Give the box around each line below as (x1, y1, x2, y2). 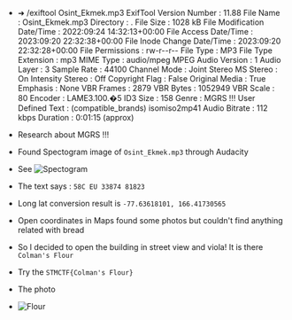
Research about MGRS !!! (17, 129, 110, 140)
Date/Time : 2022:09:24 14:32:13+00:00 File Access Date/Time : (17, 27, 254, 36)
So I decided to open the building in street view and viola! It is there (17, 242, 264, 252)
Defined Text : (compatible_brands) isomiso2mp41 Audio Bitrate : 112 (17, 103, 268, 113)
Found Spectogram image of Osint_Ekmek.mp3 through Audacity (17, 146, 250, 157)
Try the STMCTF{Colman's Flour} (17, 267, 134, 277)
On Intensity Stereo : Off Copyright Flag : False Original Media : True (17, 74, 266, 83)
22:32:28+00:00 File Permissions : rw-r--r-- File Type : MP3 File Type (17, 45, 273, 56)
